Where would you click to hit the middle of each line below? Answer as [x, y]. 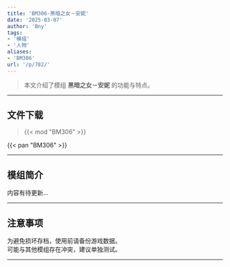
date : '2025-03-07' [35, 20]
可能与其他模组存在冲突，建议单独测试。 [64, 249]
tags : [15, 33]
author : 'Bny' [27, 26]
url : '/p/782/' [29, 65]
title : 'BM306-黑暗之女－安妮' [48, 13]
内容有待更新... [28, 193]
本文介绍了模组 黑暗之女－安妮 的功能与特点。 [89, 85]
